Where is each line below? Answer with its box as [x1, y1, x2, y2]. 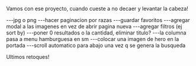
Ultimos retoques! [6, 54, 50, 60]
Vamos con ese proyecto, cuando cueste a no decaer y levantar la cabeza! [6, 5, 188, 12]
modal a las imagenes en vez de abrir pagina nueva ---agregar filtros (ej [6, 23, 182, 30]
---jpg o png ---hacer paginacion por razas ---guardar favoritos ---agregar [6, 17, 191, 23]
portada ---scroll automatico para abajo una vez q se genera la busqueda [6, 42, 186, 49]
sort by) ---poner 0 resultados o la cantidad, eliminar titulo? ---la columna [6, 29, 187, 36]
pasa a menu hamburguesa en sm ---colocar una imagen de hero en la [6, 36, 179, 42]
